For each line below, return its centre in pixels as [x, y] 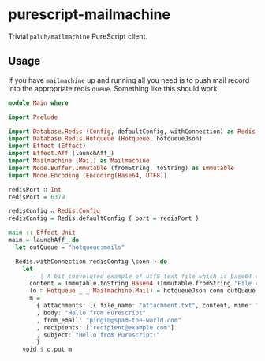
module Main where [38, 103]
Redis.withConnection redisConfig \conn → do [91, 262]
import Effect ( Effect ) [47, 146]
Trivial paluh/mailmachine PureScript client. [78, 36]
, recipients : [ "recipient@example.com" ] [106, 328]
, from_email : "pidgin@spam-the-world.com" [109, 320]
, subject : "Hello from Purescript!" [98, 335]
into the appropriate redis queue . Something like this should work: [114, 88]
